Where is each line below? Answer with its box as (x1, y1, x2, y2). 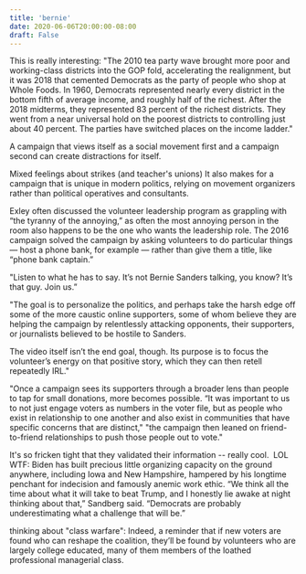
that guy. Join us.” (9, 282, 78, 292)
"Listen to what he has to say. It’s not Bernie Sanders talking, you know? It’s (9, 271, 293, 283)
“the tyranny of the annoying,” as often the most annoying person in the (9, 216, 280, 227)
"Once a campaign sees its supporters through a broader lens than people (9, 383, 290, 394)
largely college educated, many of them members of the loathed (9, 545, 252, 556)
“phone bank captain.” (9, 254, 94, 265)
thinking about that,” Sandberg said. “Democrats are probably (9, 498, 242, 509)
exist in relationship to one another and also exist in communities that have (9, 412, 290, 423)
